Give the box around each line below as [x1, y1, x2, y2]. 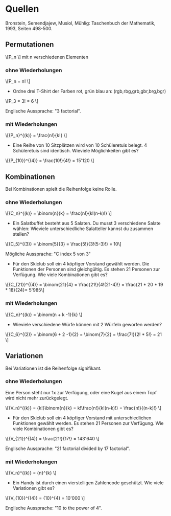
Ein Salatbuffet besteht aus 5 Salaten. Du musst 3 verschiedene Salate [12, 220, 161, 227]
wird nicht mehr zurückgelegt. [5, 395, 69, 401]
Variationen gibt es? [12, 485, 55, 491]
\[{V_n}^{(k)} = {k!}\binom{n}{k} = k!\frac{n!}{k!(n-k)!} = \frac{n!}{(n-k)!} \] [5, 405, 162, 411]
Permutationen [5, 40, 54, 49]
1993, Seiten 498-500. [5, 25, 53, 31]
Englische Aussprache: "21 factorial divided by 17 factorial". [5, 445, 130, 452]
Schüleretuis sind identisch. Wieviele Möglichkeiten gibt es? [12, 148, 139, 154]
